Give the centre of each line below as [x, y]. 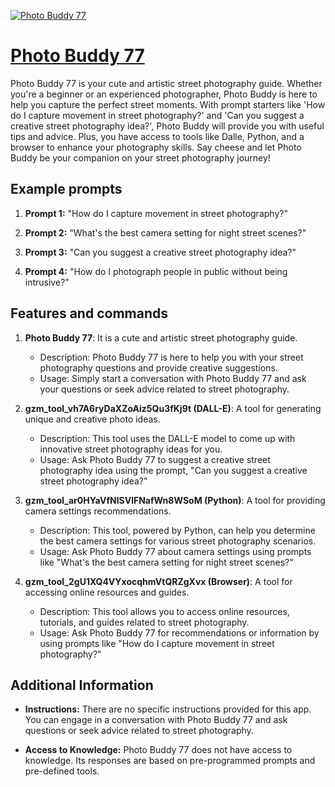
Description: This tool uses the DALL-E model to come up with [167, 438]
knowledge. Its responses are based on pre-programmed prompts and [170, 761]
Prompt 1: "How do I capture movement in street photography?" [156, 213]
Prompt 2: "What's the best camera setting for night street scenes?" [165, 232]
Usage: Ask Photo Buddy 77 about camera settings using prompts [175, 551]
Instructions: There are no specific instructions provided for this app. [168, 709]
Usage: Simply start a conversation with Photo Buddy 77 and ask [173, 378]
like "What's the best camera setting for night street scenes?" [166, 562]
